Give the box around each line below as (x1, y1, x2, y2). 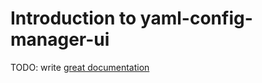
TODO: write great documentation (10, 61, 150, 73)
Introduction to (10, 7, 137, 30)
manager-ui (10, 28, 110, 51)
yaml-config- (139, 7, 253, 30)
